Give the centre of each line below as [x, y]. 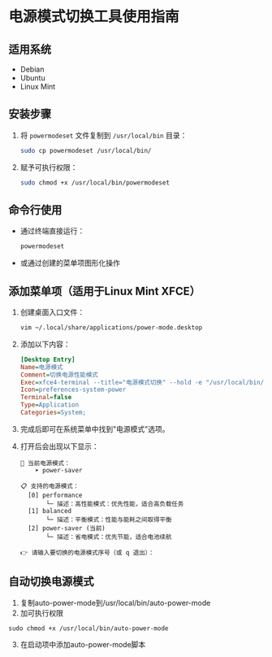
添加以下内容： [45, 344]
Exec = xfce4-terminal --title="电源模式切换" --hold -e [111, 382]
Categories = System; [53, 413]
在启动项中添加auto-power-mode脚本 [83, 644]
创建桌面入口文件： [52, 312]
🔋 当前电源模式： [45, 463]
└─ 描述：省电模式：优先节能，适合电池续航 [109, 537]
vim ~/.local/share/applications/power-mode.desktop [111, 328]
